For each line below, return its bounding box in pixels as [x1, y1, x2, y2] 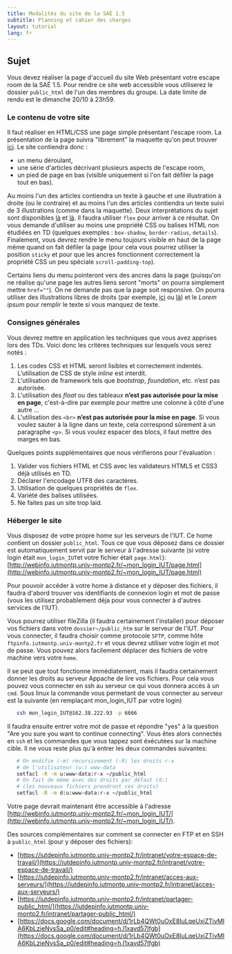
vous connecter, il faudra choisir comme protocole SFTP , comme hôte [7, 631, 204, 640]
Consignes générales [7, 318, 81, 327]
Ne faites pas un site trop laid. [17, 498, 103, 506]
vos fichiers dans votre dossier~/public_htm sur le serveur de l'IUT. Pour [7, 624, 214, 632]
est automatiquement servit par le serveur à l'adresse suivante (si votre [7, 546, 210, 554]
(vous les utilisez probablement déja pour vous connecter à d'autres [7, 595, 202, 604]
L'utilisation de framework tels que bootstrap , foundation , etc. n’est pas [17, 376, 220, 384]
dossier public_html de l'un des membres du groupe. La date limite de [7, 88, 207, 97]
